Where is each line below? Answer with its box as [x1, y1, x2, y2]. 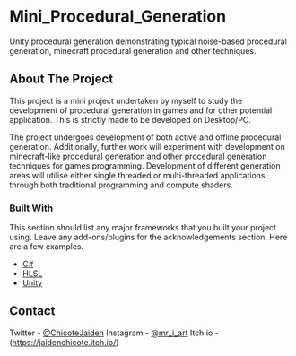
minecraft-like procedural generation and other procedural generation [9, 151, 267, 161]
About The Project [9, 72, 114, 87]
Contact [9, 303, 56, 319]
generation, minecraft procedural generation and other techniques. [9, 45, 257, 56]
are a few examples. [9, 241, 84, 252]
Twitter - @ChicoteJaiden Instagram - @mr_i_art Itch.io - [9, 327, 220, 338]
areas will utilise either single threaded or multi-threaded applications [9, 169, 266, 180]
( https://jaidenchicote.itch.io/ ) [9, 336, 119, 347]
